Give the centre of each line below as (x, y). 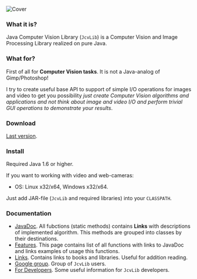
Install (15, 151)
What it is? (21, 24)
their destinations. (36, 239)
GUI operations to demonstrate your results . (59, 108)
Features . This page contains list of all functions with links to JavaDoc (99, 245)
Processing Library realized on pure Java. (56, 44)
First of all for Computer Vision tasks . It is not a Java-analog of (83, 71)
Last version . (22, 136)
